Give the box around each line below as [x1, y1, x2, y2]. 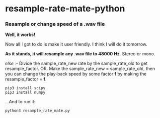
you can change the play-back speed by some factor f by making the [5, 71, 147, 77]
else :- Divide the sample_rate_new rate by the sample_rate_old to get [5, 60, 148, 67]
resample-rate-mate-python [5, 3, 125, 14]
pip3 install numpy [5, 90, 46, 95]
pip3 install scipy [5, 86, 46, 91]
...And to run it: [5, 99, 36, 105]
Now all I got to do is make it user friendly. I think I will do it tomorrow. [5, 41, 148, 47]
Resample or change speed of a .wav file [5, 21, 105, 28]
